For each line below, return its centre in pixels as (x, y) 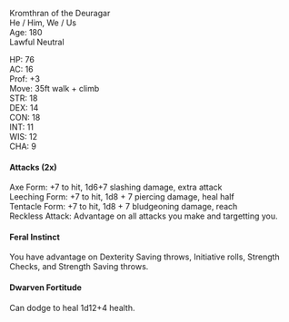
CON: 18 (25, 117)
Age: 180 (26, 32)
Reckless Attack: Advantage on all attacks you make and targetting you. (144, 216)
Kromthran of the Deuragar (60, 13)
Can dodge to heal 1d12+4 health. (72, 307)
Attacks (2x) (33, 167)
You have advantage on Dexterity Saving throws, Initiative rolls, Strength (144, 257)
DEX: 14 (24, 107)
